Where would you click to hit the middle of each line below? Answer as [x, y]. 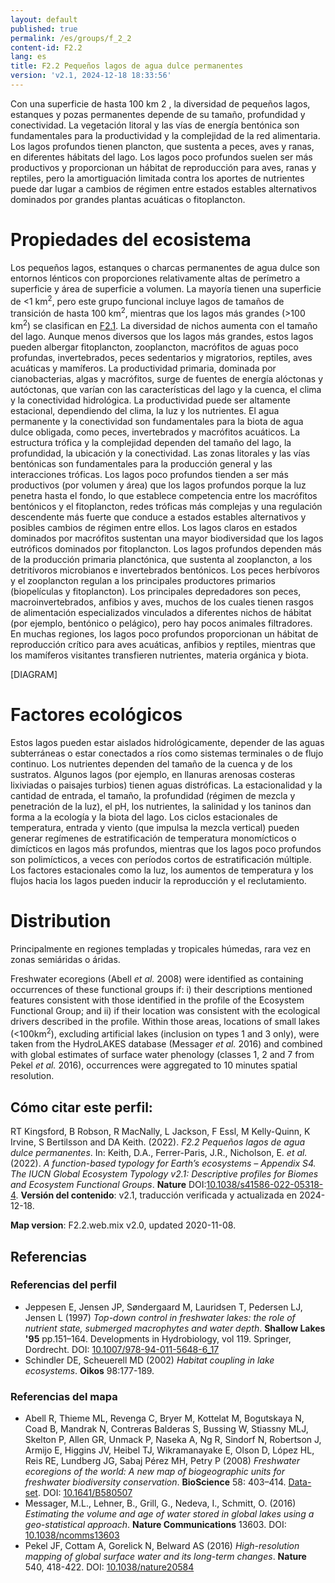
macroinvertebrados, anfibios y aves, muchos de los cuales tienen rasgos [162, 602]
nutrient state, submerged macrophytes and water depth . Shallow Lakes [175, 1328]
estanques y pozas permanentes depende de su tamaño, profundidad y [158, 114]
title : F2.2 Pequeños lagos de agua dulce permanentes [127, 66]
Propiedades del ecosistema [131, 240]
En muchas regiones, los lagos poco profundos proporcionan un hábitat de [164, 633]
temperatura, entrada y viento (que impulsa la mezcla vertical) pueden [155, 827]
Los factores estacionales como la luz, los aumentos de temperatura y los [162, 870]
